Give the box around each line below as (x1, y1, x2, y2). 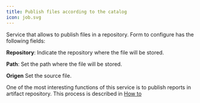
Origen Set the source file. (6, 72, 72, 79)
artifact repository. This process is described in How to (6, 90, 142, 97)
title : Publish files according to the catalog (6, 8, 128, 15)
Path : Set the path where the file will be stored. (6, 60, 123, 68)
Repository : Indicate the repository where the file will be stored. (6, 49, 165, 56)
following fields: (6, 37, 46, 44)
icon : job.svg (6, 14, 42, 20)
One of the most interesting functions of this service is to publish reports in (6, 83, 192, 90)
